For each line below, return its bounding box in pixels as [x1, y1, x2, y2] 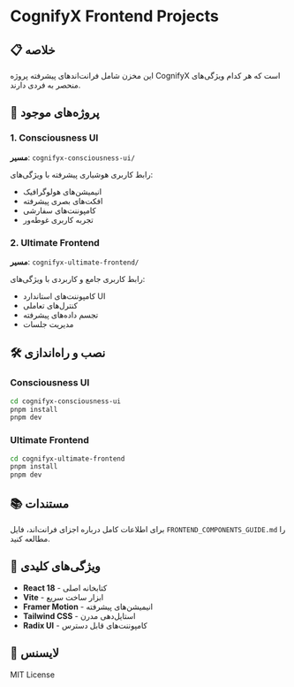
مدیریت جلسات [22, 318, 74, 329]
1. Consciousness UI [10, 132, 99, 144]
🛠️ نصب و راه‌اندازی [10, 346, 106, 361]
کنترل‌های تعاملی [22, 300, 79, 310]
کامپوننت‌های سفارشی [22, 205, 96, 216]
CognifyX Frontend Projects [10, 6, 219, 27]
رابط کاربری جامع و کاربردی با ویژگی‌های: [10, 273, 146, 284]
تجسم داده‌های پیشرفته [22, 309, 99, 320]
